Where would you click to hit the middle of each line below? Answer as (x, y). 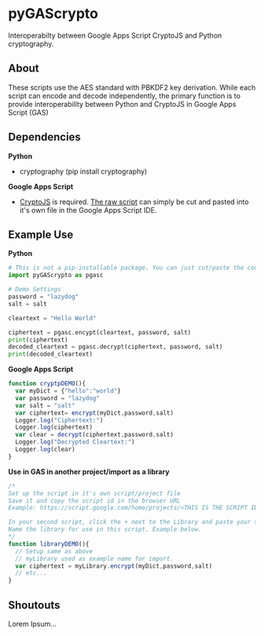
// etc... (31, 573)
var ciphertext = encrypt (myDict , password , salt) (95, 413)
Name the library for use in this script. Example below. (105, 530)
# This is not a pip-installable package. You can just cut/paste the (126, 268)
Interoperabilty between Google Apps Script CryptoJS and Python (115, 35)
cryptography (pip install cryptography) (83, 171)
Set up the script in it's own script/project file (94, 493)
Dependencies (44, 137)
